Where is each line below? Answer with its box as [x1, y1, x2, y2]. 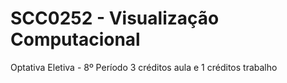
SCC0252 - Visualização [10, 7, 220, 30]
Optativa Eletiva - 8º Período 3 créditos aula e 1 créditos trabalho [10, 61, 278, 73]
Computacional [10, 28, 141, 51]
